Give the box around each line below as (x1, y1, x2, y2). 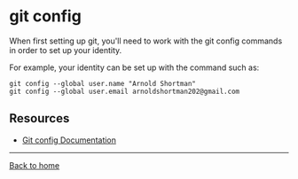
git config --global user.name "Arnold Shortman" (9, 79, 197, 88)
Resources (9, 111, 70, 126)
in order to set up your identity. (9, 44, 122, 55)
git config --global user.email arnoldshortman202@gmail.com (9, 87, 240, 96)
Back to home (9, 160, 60, 170)
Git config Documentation (21, 135, 117, 145)
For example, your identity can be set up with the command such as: (9, 62, 260, 73)
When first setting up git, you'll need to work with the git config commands (9, 35, 283, 46)
